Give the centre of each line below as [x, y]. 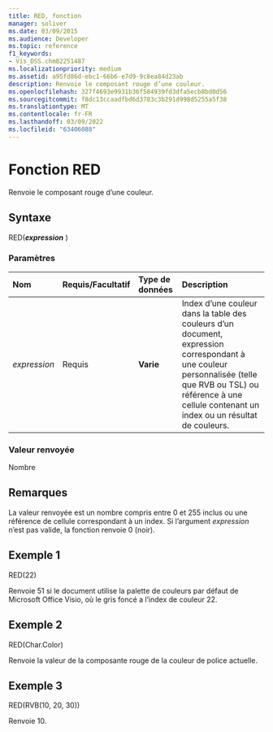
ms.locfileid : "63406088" [52, 129]
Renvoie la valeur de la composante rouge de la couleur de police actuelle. [133, 660]
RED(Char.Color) [36, 644]
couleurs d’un [208, 324]
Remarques [38, 493]
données [155, 290]
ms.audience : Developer [49, 39]
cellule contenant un [221, 405]
